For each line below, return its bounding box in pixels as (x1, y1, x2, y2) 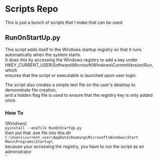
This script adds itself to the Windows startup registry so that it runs (5, 46, 142, 52)
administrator (5, 149, 32, 155)
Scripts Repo (5, 3, 59, 15)
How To (5, 109, 23, 116)
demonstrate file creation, (5, 87, 57, 93)
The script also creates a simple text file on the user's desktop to (5, 82, 136, 88)
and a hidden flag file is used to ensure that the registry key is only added (5, 92, 153, 98)
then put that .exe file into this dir (5, 130, 72, 136)
